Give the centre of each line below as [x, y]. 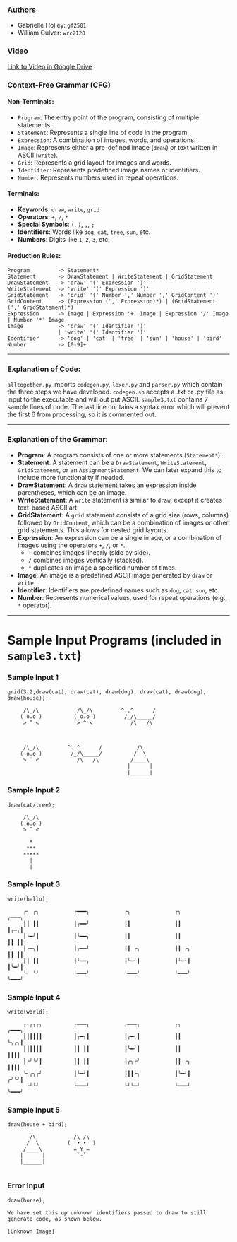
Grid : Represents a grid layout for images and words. [94, 162]
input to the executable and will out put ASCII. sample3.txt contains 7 [108, 399]
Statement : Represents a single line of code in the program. [103, 132]
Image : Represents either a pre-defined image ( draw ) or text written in [117, 147]
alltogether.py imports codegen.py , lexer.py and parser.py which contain [115, 385]
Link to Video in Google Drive [50, 66]
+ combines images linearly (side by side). [89, 552]
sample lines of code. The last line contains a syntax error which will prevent [119, 407]
